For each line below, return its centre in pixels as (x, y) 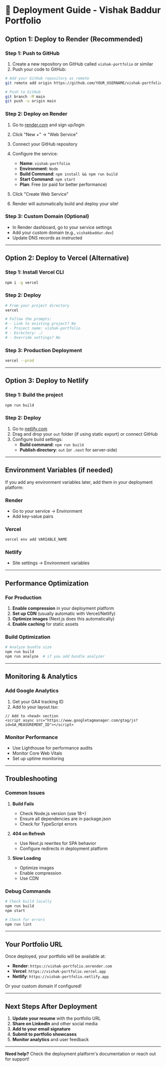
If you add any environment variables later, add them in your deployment (79, 482)
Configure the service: (35, 153)
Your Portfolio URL (34, 944)
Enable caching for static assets (45, 624)
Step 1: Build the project (34, 395)
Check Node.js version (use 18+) (53, 813)
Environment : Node (39, 168)
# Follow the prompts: (28, 319)
